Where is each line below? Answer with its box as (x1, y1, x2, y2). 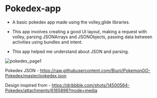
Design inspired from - (5, 82, 51, 88)
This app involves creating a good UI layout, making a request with (12, 28, 147, 34)
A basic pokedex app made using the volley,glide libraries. (12, 19, 130, 25)
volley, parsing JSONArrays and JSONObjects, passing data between (12, 34, 153, 40)
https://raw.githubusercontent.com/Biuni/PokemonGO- (40, 67, 151, 73)
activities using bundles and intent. (12, 39, 83, 45)
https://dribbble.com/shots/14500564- (51, 82, 130, 88)
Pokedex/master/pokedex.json (5, 73, 67, 78)
